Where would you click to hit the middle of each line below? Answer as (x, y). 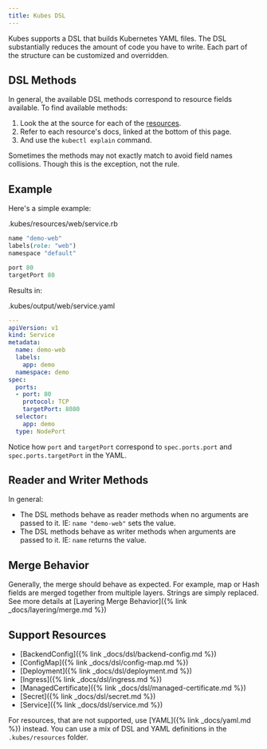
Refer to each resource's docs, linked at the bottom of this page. (126, 131)
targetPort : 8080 (51, 410)
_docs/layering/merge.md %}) (58, 610)
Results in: (25, 290)
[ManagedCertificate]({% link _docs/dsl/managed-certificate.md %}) (133, 688)
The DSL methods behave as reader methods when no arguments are (134, 515)
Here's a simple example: (50, 209)
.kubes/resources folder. (49, 737)
